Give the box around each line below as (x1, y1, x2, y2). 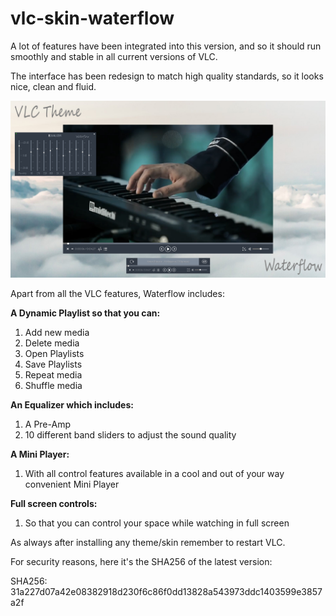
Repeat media (24, 369, 83, 381)
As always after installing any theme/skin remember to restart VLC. (10, 537, 286, 549)
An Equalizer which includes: (10, 399, 134, 411)
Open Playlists (24, 348, 85, 360)
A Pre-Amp (24, 418, 71, 431)
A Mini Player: (10, 448, 70, 461)
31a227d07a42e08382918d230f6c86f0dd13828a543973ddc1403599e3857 (10, 586, 323, 598)
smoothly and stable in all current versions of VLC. (10, 50, 218, 62)
